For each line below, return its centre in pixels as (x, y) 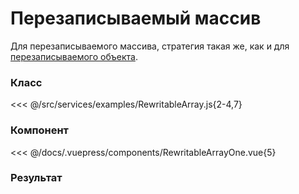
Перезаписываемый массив (136, 18)
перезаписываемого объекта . (74, 56)
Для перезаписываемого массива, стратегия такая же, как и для (150, 46)
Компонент (39, 130)
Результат (36, 178)
